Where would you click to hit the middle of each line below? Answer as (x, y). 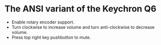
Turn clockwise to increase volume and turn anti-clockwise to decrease (83, 27)
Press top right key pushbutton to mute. (51, 37)
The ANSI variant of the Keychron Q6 (80, 9)
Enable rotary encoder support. (43, 22)
